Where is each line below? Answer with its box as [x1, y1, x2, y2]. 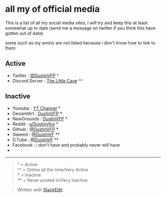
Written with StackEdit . [17, 187, 64, 193]
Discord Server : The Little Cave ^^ [12, 78, 83, 83]
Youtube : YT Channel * [12, 105, 61, 111]
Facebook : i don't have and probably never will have [12, 142, 120, 148]
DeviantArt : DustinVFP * [12, 110, 63, 117]
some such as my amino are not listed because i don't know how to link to [5, 39, 156, 45]
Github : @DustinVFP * [12, 126, 58, 132]
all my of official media [5, 3, 100, 15]
